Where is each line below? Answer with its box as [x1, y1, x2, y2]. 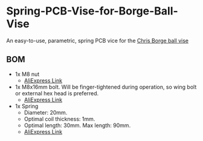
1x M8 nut [14, 70, 40, 78]
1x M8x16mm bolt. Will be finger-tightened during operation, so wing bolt [14, 83, 197, 90]
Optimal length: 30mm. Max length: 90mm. [24, 122, 131, 129]
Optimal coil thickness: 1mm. [24, 115, 95, 122]
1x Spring [14, 102, 39, 110]
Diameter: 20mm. [24, 108, 68, 116]
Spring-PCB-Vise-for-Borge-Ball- [6, 4, 178, 18]
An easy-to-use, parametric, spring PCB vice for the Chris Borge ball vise [6, 37, 189, 44]
